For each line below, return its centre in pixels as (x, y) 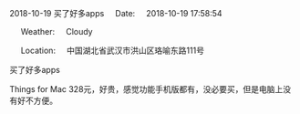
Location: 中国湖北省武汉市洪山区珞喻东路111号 (113, 50)
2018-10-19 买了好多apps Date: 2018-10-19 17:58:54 (116, 13)
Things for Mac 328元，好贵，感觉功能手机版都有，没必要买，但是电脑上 (146, 89)
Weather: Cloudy (57, 31)
